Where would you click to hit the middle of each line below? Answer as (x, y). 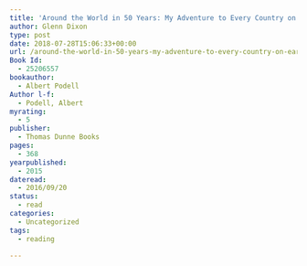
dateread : (28, 179)
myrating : (28, 112)
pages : (22, 145)
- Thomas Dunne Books (59, 137)
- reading (36, 239)
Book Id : (26, 60)
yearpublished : (38, 162)
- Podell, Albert (51, 103)
